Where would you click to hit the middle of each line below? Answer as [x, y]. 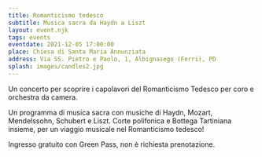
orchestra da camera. [43, 97]
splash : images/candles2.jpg [56, 67]
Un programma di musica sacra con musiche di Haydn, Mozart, [111, 112]
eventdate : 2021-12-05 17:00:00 [61, 45]
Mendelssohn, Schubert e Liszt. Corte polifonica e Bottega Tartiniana [120, 120]
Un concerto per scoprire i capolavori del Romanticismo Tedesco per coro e [131, 89]
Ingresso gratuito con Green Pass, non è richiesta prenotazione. [112, 144]
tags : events [30, 37]
